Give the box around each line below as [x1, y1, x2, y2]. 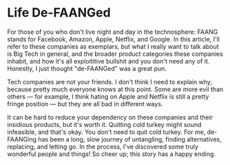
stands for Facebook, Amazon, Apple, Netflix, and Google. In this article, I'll [7, 35, 220, 43]
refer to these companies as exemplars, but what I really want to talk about [7, 42, 219, 50]
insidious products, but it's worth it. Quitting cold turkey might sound [7, 120, 202, 128]
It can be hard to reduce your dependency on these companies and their [7, 113, 213, 122]
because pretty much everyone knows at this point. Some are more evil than [7, 85, 224, 93]
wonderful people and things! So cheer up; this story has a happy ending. [7, 150, 216, 158]
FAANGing [7, 135, 36, 143]
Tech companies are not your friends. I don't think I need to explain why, [7, 77, 212, 86]
